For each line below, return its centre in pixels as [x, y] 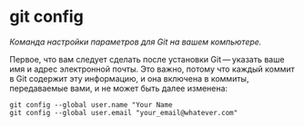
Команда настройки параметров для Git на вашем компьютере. [136, 42]
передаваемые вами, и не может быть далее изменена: [119, 88]
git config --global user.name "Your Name [91, 105]
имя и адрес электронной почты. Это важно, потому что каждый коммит [152, 69]
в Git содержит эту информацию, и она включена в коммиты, [129, 78]
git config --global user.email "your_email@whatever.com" [124, 112]
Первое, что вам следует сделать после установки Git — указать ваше [147, 59]
